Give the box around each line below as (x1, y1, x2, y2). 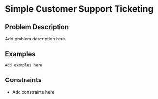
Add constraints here (12, 89, 55, 95)
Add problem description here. (5, 36, 67, 41)
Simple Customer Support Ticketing (5, 3, 154, 15)
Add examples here (5, 62, 42, 68)
